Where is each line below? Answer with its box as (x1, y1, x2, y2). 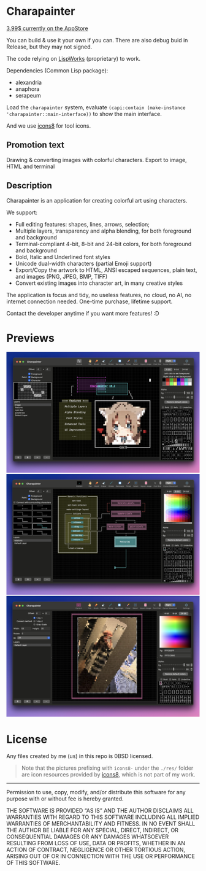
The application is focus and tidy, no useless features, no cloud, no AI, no (6, 291, 192, 298)
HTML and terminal (6, 163, 55, 170)
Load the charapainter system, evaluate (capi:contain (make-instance (6, 103, 186, 111)
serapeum (15, 91, 41, 99)
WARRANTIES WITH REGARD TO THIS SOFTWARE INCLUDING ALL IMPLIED (6, 813, 200, 821)
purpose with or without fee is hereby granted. (6, 795, 124, 802)
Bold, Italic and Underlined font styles (15, 253, 110, 260)
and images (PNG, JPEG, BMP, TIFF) (15, 273, 108, 280)
